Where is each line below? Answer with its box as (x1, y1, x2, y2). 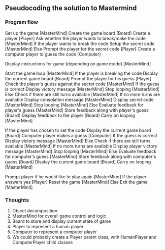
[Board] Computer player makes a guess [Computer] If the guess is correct (5, 132, 158, 138)
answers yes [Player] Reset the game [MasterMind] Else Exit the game (5, 179, 148, 185)
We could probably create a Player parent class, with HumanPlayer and (12, 234, 157, 240)
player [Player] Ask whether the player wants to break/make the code (5, 35, 146, 41)
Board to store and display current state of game (12, 218, 111, 224)
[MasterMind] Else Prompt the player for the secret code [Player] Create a (5, 46, 155, 51)
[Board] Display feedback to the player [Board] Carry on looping (5, 112, 135, 118)
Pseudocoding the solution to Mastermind (5, 4, 137, 12)
